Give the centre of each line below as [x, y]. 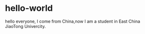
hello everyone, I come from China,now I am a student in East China [73, 21]
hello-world [29, 8]
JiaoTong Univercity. [25, 26]
